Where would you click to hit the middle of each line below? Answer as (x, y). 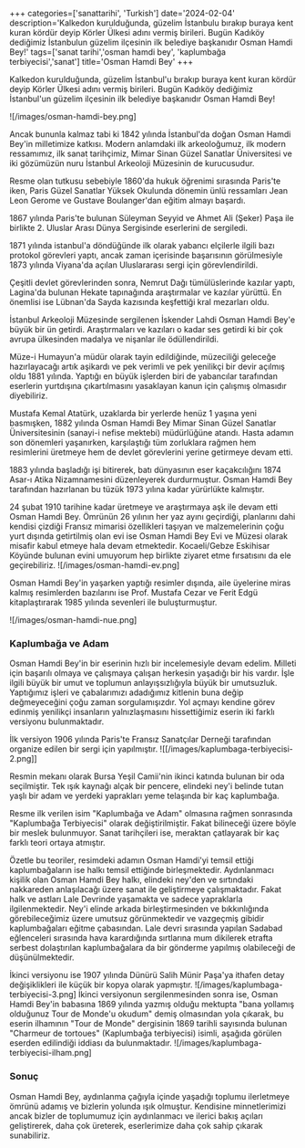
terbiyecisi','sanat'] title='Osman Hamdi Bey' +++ (102, 62)
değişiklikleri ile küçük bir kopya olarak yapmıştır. (101, 985)
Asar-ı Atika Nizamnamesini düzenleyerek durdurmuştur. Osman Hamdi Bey (151, 479)
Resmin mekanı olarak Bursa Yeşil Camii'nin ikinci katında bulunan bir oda (147, 776)
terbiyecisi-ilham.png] (51, 1053)
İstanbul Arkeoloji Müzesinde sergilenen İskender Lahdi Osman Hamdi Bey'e (152, 320)
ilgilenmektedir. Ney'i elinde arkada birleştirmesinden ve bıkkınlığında (139, 909)
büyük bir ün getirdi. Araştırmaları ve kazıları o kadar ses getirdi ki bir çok (147, 329)
